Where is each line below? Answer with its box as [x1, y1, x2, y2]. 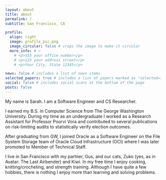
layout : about [5, 7, 35, 12]
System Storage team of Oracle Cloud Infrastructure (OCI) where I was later [5, 138, 160, 144]
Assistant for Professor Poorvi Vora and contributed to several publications [5, 118, 158, 124]
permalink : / [5, 16, 32, 21]
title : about [5, 12, 32, 17]
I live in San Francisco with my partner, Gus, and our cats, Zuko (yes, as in [5, 153, 156, 159]
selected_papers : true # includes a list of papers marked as [5, 76, 136, 81]
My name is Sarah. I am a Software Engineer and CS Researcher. [5, 98, 137, 104]
